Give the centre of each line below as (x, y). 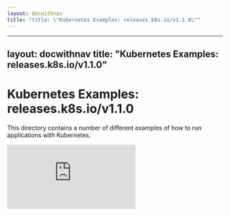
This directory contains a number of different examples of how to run (104, 128)
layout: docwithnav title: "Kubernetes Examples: (113, 54)
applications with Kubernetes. (49, 135)
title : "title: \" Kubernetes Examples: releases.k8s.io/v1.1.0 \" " (104, 20)
